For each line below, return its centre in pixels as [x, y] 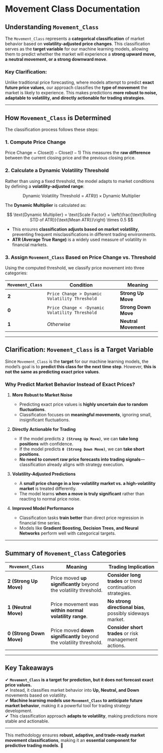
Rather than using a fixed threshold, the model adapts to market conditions [80, 181]
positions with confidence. [46, 444]
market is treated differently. [48, 489]
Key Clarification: [26, 72]
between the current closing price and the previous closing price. [70, 158]
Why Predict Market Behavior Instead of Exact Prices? [70, 384]
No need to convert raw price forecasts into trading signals [80, 459]
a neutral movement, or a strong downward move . [56, 59]
